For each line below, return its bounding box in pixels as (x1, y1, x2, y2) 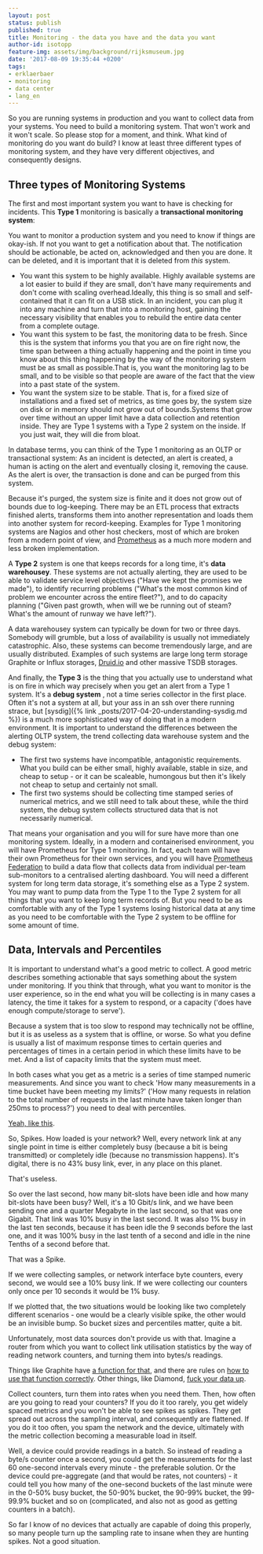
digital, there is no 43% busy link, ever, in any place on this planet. (8, 1159, 222, 1168)
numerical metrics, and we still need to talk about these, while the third (19, 797, 249, 806)
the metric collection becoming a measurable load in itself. (8, 1431, 198, 1440)
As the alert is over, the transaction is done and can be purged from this (8, 470, 241, 479)
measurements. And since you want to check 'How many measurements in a (8, 1078, 256, 1087)
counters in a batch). (8, 1504, 75, 1514)
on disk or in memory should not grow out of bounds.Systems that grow (19, 405, 253, 414)
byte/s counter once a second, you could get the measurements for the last (8, 1454, 253, 1464)
